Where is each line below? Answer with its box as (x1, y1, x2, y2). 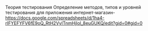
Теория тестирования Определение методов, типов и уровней (5, 4, 141, 10)
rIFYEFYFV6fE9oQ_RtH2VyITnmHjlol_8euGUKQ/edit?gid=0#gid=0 (5, 20, 143, 26)
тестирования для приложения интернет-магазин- (5, 9, 116, 15)
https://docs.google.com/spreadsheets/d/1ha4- (5, 15, 105, 20)
